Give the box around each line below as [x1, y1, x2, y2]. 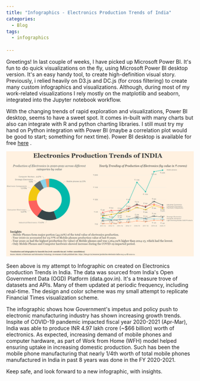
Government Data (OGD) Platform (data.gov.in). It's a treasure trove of [6, 275, 178, 283]
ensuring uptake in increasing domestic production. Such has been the [6, 343, 180, 351]
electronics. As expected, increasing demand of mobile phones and [6, 331, 172, 338]
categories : [6, 16, 36, 22]
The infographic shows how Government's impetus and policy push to [6, 306, 179, 313]
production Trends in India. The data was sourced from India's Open [6, 269, 174, 276]
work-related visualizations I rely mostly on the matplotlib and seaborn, [6, 90, 180, 97]
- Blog [11, 22, 28, 28]
